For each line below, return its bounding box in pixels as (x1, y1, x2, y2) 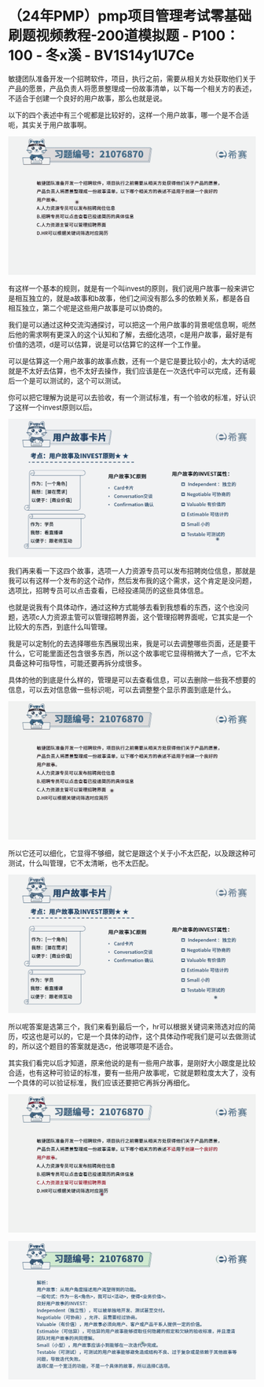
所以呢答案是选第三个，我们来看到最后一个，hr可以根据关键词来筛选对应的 (8, 1022, 249, 1031)
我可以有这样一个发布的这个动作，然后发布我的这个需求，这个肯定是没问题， (8, 575, 256, 585)
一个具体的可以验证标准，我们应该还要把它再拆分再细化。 (8, 1078, 194, 1087)
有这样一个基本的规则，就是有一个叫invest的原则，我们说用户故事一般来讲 (8, 284, 248, 293)
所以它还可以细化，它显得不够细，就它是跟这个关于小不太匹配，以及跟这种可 (8, 848, 256, 857)
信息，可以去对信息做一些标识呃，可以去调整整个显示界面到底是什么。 (8, 684, 236, 694)
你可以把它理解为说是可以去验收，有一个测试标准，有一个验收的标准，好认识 (8, 392, 256, 402)
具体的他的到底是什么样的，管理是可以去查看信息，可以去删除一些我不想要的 (8, 675, 256, 684)
